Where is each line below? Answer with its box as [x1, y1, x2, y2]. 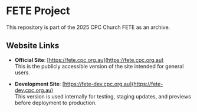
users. [14, 69, 31, 76]
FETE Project [6, 4, 70, 18]
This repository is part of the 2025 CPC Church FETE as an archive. [6, 24, 170, 31]
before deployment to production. [14, 99, 97, 106]
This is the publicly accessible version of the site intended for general [14, 62, 184, 70]
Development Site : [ [14, 80, 65, 87]
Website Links [6, 41, 60, 51]
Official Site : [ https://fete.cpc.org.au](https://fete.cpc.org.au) [14, 56, 164, 63]
